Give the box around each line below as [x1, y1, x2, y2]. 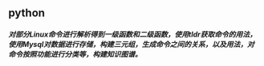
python [8, 6, 46, 20]
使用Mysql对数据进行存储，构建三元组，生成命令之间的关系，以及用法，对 [8, 39, 255, 49]
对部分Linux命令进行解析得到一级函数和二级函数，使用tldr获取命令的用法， [8, 29, 257, 39]
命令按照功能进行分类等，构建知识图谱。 [8, 49, 142, 59]
